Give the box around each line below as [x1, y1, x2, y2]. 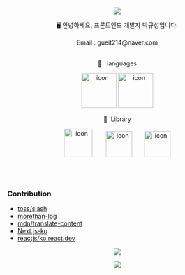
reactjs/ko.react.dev [17, 234, 75, 243]
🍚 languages [97, 59, 138, 68]
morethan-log [17, 212, 57, 221]
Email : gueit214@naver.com [76, 38, 158, 47]
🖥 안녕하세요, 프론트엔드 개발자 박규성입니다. [57, 21, 178, 29]
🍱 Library [103, 115, 131, 123]
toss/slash [17, 205, 47, 213]
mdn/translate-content [17, 219, 82, 228]
